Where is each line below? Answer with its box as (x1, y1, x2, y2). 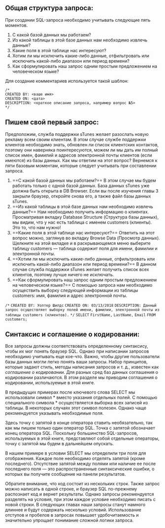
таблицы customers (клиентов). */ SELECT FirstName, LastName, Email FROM (5, 312, 156, 317)
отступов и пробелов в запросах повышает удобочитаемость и (5, 512, 139, 518)
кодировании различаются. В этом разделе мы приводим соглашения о (5, 374, 158, 381)
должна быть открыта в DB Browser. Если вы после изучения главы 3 (12, 188, 159, 194)
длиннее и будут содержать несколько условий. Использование (5, 507, 141, 513)
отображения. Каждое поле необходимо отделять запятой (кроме (5, 456, 145, 462)
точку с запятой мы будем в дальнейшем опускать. (5, 441, 114, 447)
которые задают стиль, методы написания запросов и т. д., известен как (5, 364, 159, 370)
